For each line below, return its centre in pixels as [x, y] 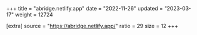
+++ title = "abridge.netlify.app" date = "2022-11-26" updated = [84, 8]
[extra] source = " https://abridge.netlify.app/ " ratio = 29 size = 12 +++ [92, 26]
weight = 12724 [34, 15]
